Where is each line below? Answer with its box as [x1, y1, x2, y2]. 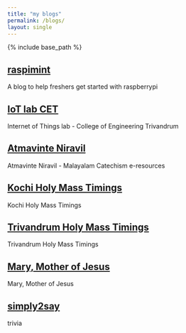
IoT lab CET [7, 103, 59, 115]
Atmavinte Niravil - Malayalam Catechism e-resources [7, 161, 165, 170]
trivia [7, 319, 23, 327]
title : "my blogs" [7, 10, 62, 18]
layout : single [7, 23, 53, 31]
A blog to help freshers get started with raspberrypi [7, 82, 158, 91]
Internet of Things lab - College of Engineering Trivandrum [7, 122, 179, 130]
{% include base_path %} [7, 43, 82, 52]
